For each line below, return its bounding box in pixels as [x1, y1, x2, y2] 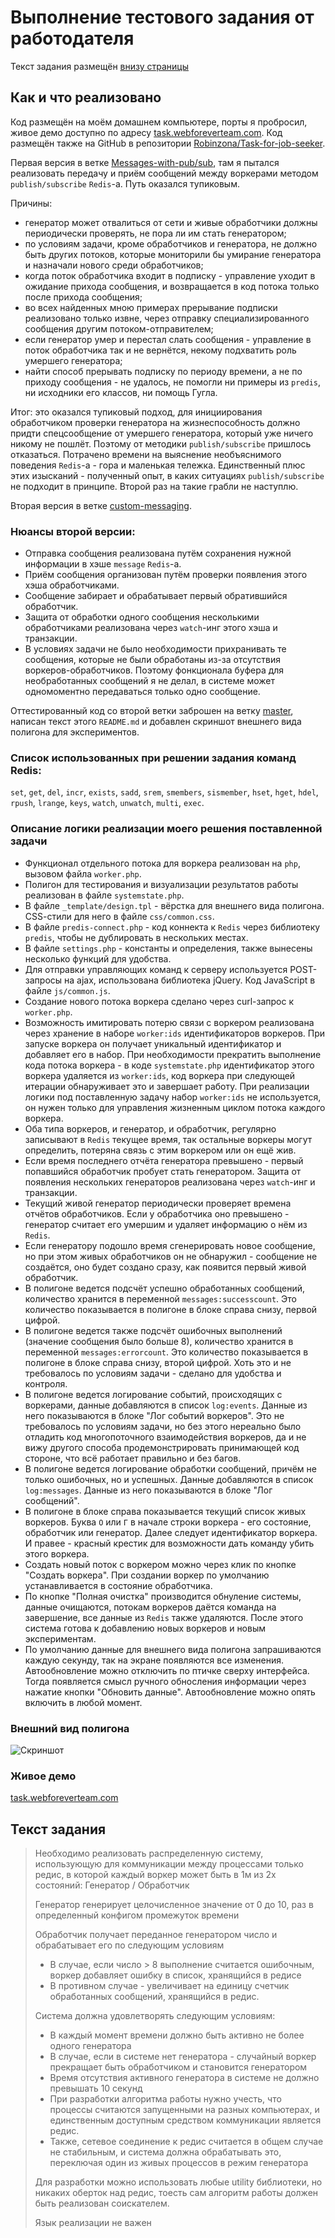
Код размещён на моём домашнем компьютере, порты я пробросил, [10, 116, 308, 128]
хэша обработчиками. [24, 579, 120, 591]
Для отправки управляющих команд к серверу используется [24, 963, 288, 975]
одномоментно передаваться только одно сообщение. [24, 686, 261, 698]
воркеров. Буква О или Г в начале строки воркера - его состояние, [24, 1516, 312, 1528]
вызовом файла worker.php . [24, 867, 142, 880]
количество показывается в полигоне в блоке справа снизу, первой [24, 1303, 318, 1315]
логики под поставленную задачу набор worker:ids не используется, [24, 1091, 322, 1103]
